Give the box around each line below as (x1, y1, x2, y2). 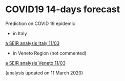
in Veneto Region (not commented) (12, 50, 87, 56)
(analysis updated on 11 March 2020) (5, 70, 84, 76)
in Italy (12, 30, 27, 36)
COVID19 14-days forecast (5, 4, 120, 15)
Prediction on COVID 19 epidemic (5, 20, 76, 26)
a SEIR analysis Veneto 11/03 (5, 60, 66, 66)
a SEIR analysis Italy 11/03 (5, 40, 60, 46)
